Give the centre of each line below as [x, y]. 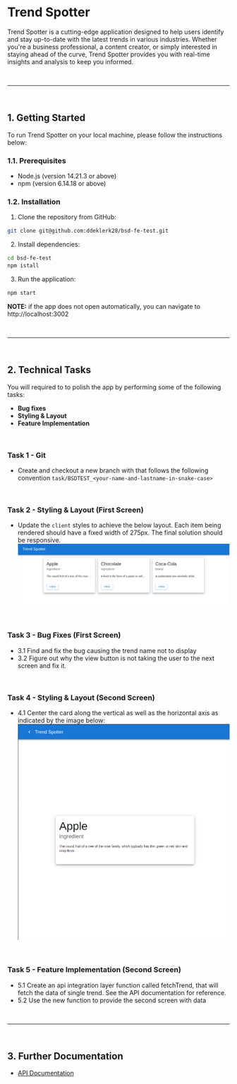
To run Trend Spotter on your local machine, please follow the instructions [115, 135]
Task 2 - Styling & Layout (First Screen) [75, 510]
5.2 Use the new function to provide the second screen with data [112, 1000]
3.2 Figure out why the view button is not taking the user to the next [116, 658]
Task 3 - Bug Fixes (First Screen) [64, 635]
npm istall [23, 266]
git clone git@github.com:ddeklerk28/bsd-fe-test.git [88, 231]
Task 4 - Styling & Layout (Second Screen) [81, 698]
